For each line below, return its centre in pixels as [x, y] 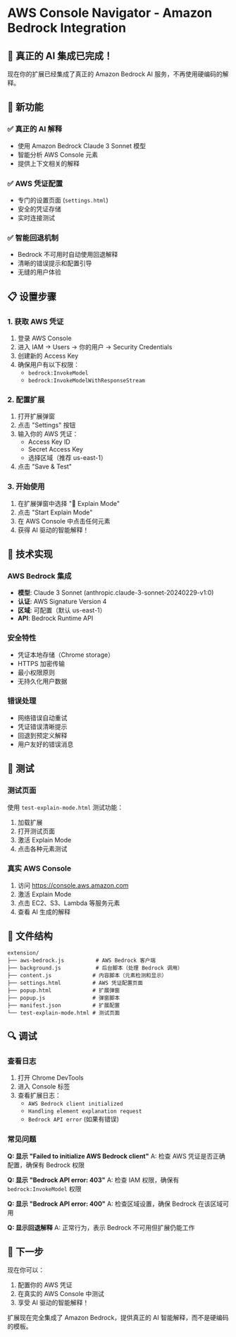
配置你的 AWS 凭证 [45, 1285]
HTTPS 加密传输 [41, 663]
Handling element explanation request [85, 1112]
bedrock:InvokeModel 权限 [44, 1188]
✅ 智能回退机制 [33, 238]
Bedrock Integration [67, 28]
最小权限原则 [36, 672]
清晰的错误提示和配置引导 [55, 263]
